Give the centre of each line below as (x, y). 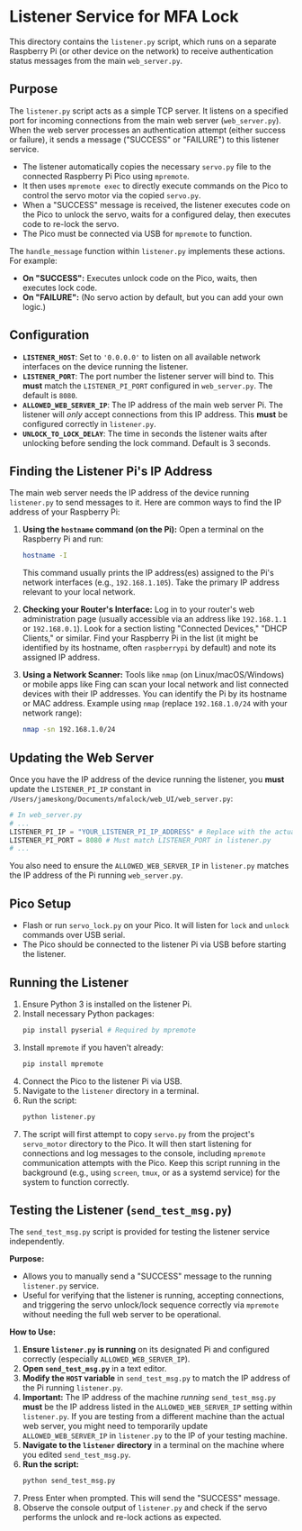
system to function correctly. (75, 1181)
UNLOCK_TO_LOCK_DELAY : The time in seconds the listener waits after (145, 433)
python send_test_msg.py (69, 1481)
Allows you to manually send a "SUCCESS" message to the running (147, 1276)
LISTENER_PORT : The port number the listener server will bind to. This (148, 376)
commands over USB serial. (74, 935)
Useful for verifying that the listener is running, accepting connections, (153, 1296)
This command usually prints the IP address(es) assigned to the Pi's (148, 573)
